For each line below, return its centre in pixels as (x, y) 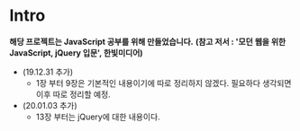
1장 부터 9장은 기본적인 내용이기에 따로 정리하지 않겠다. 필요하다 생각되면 (164, 83)
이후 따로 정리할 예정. (73, 94)
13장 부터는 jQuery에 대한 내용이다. (98, 117)
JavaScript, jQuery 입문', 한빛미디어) (76, 52)
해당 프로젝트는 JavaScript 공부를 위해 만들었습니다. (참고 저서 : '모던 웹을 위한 (148, 41)
